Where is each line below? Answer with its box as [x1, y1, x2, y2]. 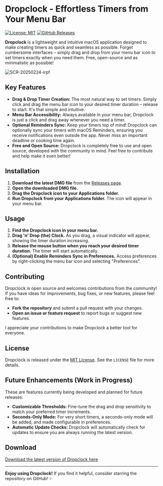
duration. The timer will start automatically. [12, 248, 98, 254]
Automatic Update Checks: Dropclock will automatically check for [12, 424, 146, 430]
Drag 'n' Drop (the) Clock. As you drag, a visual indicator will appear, [12, 233, 150, 238]
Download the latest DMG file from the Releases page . [12, 180, 122, 185]
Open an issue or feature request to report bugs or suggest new [12, 310, 142, 316]
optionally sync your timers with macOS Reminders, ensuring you [12, 127, 143, 133]
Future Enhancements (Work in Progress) [5, 376, 133, 385]
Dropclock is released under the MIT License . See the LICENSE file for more [5, 357, 154, 363]
